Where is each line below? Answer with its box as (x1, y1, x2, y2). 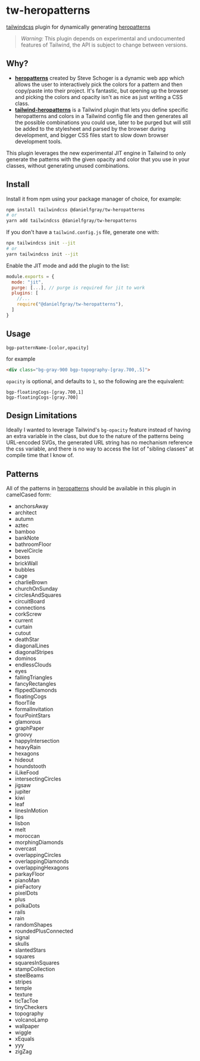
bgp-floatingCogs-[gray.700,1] (6, 389, 84, 395)
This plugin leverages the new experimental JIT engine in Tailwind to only (6, 149, 186, 156)
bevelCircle (14, 547, 43, 554)
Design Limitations (6, 410, 77, 421)
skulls (14, 940, 30, 948)
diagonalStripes (14, 649, 54, 656)
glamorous (14, 718, 42, 726)
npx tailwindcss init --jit (6, 240, 76, 246)
